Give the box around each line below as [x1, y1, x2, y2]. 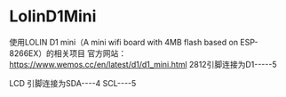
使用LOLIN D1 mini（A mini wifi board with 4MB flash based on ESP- [9, 36, 259, 47]
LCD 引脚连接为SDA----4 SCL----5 [9, 77, 137, 88]
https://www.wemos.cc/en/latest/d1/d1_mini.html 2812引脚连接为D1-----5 [9, 59, 277, 69]
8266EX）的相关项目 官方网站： [9, 47, 127, 59]
